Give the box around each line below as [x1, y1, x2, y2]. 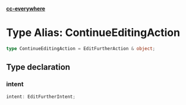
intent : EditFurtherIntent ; [6, 94, 76, 100]
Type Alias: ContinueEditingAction [6, 26, 180, 39]
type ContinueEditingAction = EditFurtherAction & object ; [6, 45, 156, 51]
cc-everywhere [6, 5, 46, 12]
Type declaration [6, 62, 70, 72]
